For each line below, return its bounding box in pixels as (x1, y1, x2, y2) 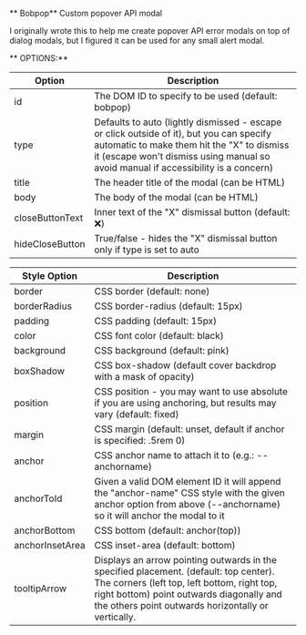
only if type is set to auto (94, 243, 200, 256)
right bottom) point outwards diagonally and (94, 588, 282, 600)
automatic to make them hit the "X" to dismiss (94, 138, 290, 151)
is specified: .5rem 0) (94, 435, 186, 446)
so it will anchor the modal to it (94, 509, 225, 522)
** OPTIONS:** (9, 53, 68, 63)
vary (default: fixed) (94, 408, 179, 420)
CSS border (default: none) (94, 285, 210, 297)
